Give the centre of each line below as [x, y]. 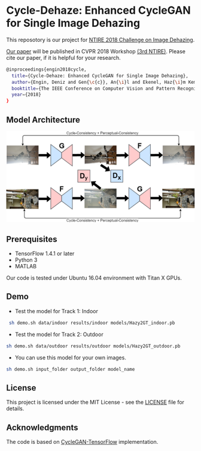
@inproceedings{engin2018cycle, [46, 69]
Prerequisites [32, 239]
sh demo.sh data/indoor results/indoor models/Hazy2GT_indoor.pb [92, 323]
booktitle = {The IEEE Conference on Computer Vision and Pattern [93, 88]
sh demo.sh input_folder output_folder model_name [71, 369]
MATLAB [26, 266]
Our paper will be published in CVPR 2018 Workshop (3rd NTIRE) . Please [96, 51]
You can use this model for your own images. [71, 358]
